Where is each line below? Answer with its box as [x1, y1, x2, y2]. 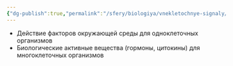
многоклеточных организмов [16, 51, 104, 59]
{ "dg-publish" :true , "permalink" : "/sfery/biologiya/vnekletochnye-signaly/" [6, 10, 231, 17]
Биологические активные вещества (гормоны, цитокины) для [16, 43, 200, 52]
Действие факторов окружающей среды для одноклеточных [16, 29, 199, 37]
